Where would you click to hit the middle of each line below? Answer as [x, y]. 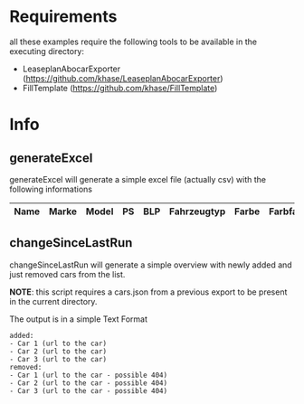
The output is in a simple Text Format [78, 319]
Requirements [63, 17]
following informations [51, 189]
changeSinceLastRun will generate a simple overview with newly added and [151, 265]
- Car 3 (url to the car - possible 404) [89, 390]
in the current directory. [53, 301]
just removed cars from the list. [67, 274]
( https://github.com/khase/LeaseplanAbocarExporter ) [123, 78]
